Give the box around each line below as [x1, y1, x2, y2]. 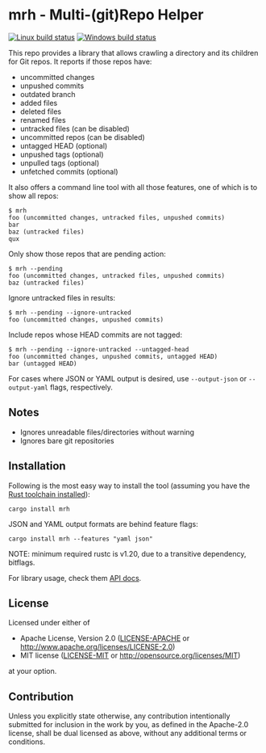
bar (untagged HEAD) [8, 360, 78, 368]
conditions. [8, 737, 46, 747]
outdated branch [19, 89, 76, 99]
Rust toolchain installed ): [8, 489, 90, 498]
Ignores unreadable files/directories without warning [19, 427, 195, 437]
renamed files [19, 115, 66, 124]
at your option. [8, 667, 57, 676]
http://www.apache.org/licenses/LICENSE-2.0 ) [19, 642, 176, 652]
